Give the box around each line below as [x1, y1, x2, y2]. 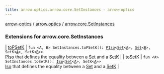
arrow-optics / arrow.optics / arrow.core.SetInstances [5, 21, 115, 27]
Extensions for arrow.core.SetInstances [5, 33, 103, 40]
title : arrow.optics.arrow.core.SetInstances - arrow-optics [5, 7, 135, 12]
